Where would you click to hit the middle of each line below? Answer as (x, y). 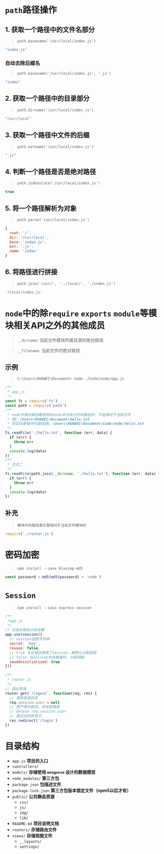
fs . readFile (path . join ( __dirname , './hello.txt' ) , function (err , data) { (83, 474)
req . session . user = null (35, 702)
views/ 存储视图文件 (32, 835)
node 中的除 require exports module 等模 (81, 313)
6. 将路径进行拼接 (31, 272)
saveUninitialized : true (35, 662)
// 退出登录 (16, 689)
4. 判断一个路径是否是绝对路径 (51, 172)
